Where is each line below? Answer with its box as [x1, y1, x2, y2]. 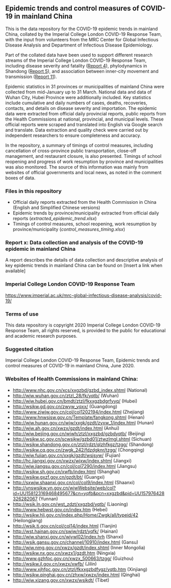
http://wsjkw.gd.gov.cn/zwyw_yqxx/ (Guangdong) [12, 403, 117, 409]
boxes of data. [5, 175, 36, 181]
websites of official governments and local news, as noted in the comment [5, 169, 162, 175]
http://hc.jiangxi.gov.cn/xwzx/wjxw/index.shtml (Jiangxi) [12, 457, 132, 464]
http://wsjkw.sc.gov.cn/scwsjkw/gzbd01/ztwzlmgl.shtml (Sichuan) [12, 436, 152, 442]
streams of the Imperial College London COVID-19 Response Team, [5, 57, 147, 63]
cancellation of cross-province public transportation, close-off [5, 148, 137, 154]
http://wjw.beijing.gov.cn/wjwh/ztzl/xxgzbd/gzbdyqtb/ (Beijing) [12, 430, 145, 436]
